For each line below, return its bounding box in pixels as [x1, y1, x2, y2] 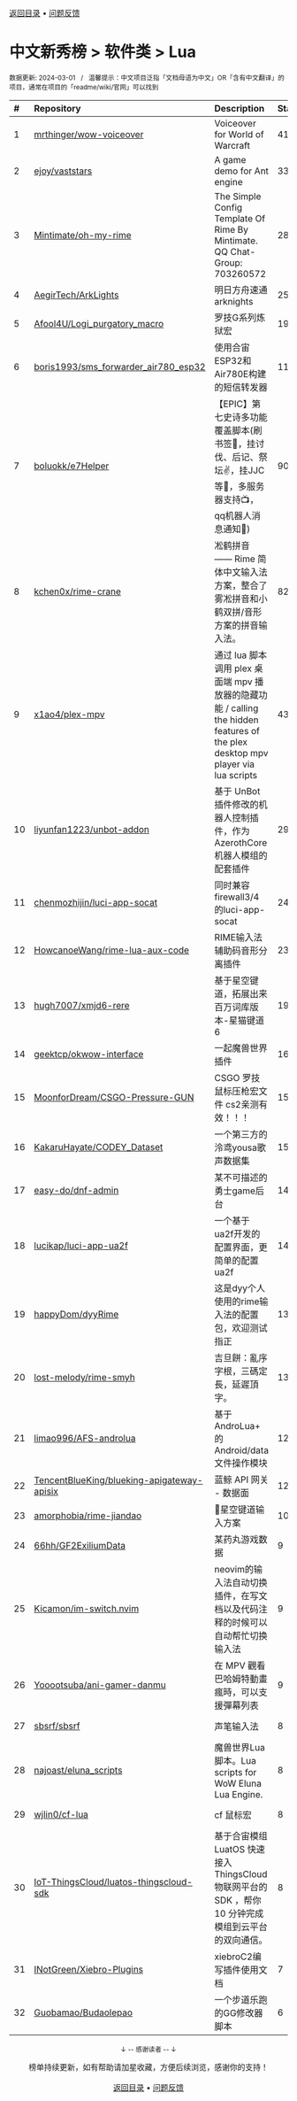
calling [231, 702, 259, 714]
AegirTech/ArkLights [34, 289, 119, 301]
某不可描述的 [214, 1171, 268, 1184]
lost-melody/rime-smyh [34, 1371, 135, 1383]
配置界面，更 [214, 1240, 268, 1253]
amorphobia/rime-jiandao [34, 1509, 142, 1521]
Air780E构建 [214, 367, 267, 380]
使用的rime [214, 1295, 260, 1308]
